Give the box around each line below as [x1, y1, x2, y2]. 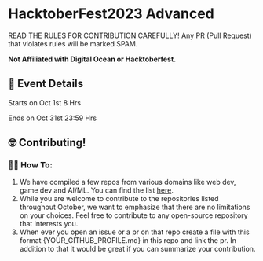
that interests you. [19, 219, 79, 229]
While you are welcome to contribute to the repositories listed [19, 194, 219, 204]
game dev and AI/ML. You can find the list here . [19, 186, 174, 195]
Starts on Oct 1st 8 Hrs [8, 97, 81, 107]
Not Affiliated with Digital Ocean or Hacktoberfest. [8, 54, 177, 64]
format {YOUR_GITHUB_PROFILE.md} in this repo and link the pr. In [19, 236, 237, 245]
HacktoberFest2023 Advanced [8, 5, 214, 23]
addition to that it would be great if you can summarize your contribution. [19, 244, 256, 254]
